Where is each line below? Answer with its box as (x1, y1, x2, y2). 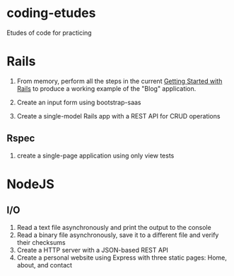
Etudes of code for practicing (6, 28, 93, 37)
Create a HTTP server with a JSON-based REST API (16, 245, 169, 254)
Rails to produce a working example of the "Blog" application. (16, 84, 197, 93)
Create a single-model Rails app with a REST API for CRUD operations (16, 111, 221, 120)
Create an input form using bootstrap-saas (16, 98, 141, 106)
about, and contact (16, 260, 72, 269)
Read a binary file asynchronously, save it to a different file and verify (16, 231, 219, 239)
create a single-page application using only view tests (16, 151, 175, 160)
